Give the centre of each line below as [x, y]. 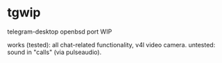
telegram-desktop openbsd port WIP [60, 32]
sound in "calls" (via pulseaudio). [54, 52]
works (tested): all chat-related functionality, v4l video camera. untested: [111, 45]
